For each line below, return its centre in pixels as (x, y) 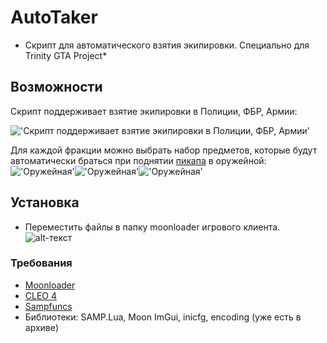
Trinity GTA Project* (66, 55)
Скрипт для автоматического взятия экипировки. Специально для (167, 45)
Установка (45, 202)
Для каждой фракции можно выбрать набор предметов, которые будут (164, 150)
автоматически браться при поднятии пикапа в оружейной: (138, 160)
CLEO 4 (41, 295)
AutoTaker (54, 17)
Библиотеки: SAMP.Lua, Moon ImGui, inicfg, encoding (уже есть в (163, 317)
